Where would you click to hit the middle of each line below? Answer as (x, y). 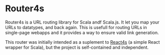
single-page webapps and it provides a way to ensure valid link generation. (82, 32)
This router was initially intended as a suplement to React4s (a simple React (82, 42)
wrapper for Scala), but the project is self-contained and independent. (77, 47)
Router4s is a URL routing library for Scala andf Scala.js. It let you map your (82, 22)
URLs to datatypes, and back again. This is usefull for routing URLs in (76, 27)
